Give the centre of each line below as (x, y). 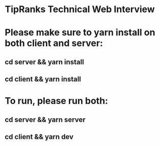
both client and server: (54, 43)
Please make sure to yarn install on (80, 33)
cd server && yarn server (45, 119)
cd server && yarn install (45, 62)
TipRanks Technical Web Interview (80, 9)
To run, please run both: (56, 101)
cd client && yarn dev (39, 137)
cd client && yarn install (43, 79)
